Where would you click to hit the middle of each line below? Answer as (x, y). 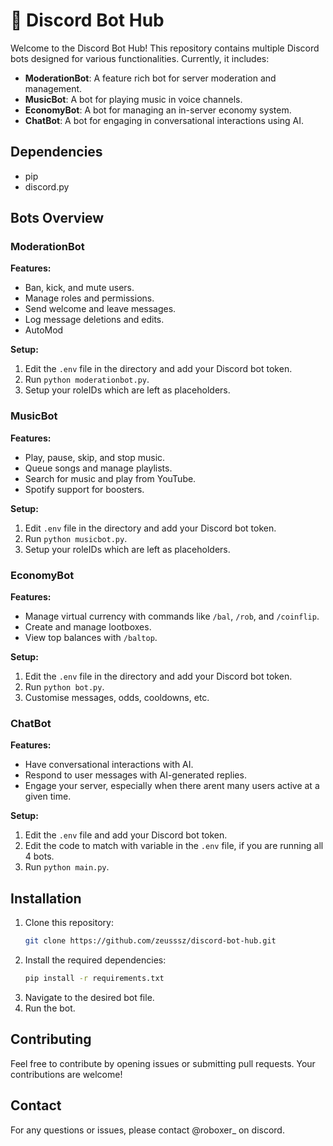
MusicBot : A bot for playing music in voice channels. (133, 99)
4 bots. (39, 856)
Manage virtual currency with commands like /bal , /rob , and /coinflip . (172, 616)
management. (53, 88)
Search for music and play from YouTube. (110, 478)
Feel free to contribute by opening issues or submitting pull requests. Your (163, 1063)
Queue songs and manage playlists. (98, 468)
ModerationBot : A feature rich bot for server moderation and (150, 78)
